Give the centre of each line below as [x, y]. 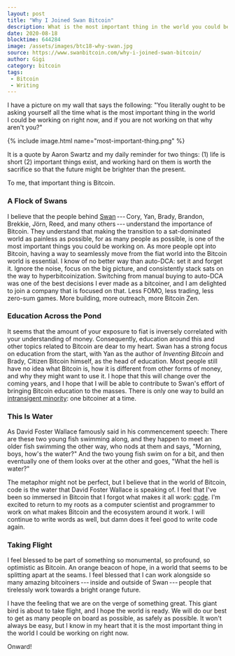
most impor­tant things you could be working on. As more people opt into [112, 246]
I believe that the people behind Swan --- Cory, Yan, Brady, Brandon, [106, 216]
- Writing [24, 85]
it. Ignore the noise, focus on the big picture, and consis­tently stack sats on [115, 268]
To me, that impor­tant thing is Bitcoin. [61, 183]
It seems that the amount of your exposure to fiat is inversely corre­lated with [117, 331]
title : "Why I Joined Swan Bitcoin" [60, 20]
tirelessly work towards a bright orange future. [74, 590]
